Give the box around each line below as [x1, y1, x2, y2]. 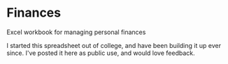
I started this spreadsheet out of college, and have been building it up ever [6, 41, 222, 49]
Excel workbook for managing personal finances [6, 28, 146, 36]
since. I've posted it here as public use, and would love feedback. [6, 49, 195, 57]
